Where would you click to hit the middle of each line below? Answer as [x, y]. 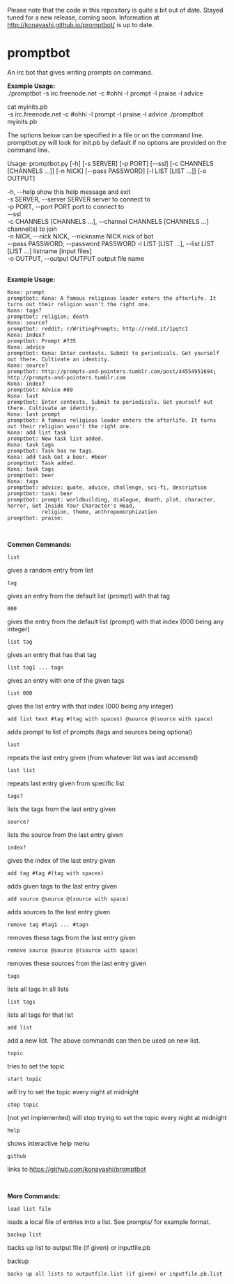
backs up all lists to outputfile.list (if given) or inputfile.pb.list [115, 1274]
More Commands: [34, 1196]
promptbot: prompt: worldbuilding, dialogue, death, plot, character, [112, 499]
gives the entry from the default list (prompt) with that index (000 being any [116, 621]
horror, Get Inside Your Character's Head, [71, 506]
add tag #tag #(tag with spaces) [56, 873]
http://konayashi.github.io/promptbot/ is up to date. [81, 25]
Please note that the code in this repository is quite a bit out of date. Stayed [115, 10]
